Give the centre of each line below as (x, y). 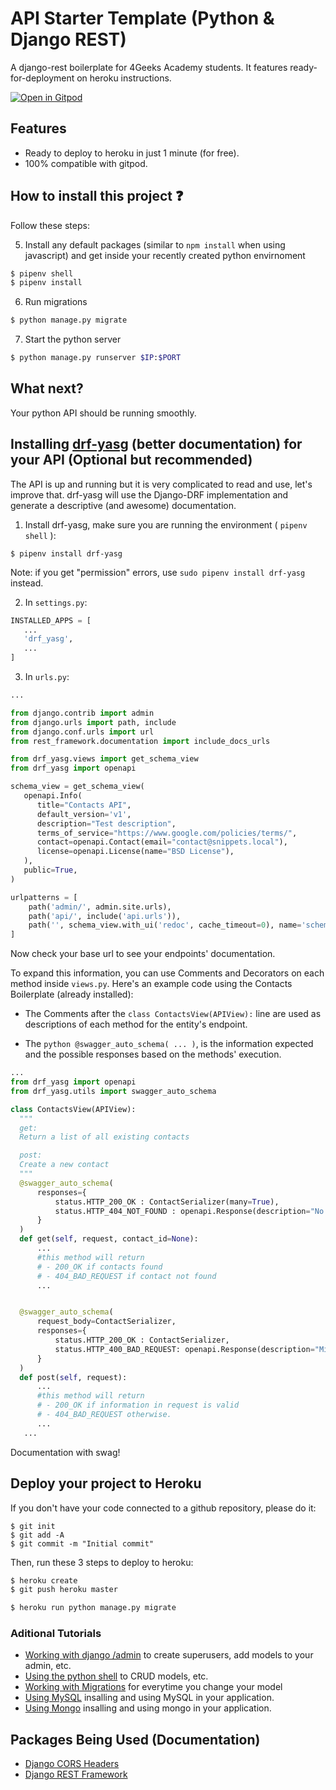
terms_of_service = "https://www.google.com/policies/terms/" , (167, 833)
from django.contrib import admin (82, 713)
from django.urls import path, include (93, 722)
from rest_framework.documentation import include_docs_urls (140, 741)
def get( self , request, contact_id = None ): (109, 1239)
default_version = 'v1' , (84, 814)
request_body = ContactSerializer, (106, 1322)
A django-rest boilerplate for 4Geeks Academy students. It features (149, 67)
